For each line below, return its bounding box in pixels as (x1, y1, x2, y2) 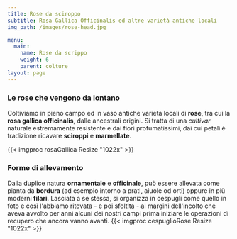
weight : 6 (20, 56, 50, 64)
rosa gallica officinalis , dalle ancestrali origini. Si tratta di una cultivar (7, 116, 211, 125)
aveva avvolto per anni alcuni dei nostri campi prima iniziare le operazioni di (7, 209, 229, 218)
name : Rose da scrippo (20, 50, 87, 57)
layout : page (7, 69, 46, 77)
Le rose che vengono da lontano (7, 93, 121, 103)
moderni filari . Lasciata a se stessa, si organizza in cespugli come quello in (7, 194, 227, 203)
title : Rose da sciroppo (7, 10, 81, 18)
